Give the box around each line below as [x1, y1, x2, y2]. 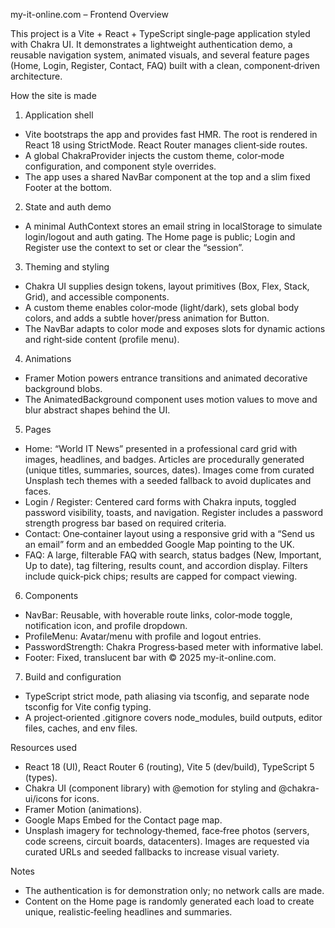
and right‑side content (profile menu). [24, 334, 180, 345]
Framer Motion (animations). [24, 804, 142, 815]
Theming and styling [24, 261, 110, 273]
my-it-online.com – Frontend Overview [10, 9, 169, 20]
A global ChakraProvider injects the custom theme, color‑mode [24, 150, 285, 161]
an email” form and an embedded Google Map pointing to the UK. [24, 539, 295, 550]
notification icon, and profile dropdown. [24, 620, 188, 631]
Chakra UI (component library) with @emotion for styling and [24, 782, 277, 794]
